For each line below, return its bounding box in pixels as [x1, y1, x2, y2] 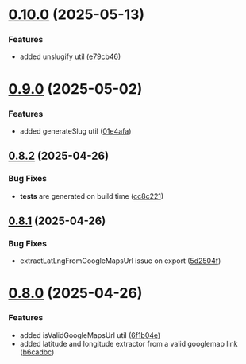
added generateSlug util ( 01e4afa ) [19, 126, 132, 136]
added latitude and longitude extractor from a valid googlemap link [19, 339, 238, 348]
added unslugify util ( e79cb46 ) [19, 52, 121, 61]
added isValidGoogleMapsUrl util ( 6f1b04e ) [19, 330, 161, 339]
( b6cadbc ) [19, 347, 55, 357]
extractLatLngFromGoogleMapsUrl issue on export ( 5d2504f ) [19, 256, 221, 265]
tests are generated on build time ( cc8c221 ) [19, 191, 164, 200]
